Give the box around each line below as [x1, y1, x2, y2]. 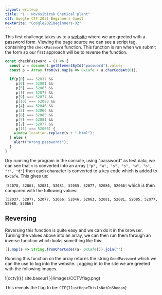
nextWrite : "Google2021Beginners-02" [5, 20, 82, 26]
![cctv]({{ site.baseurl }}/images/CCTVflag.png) [5, 275, 101, 281]
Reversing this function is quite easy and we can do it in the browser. [5, 227, 143, 233]
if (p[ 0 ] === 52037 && [9, 76, 54, 82]
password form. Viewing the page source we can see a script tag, [5, 39, 137, 45]
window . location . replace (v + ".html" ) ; [14, 131, 95, 136]
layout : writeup [5, 7, 38, 12]
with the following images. [5, 266, 58, 272]
